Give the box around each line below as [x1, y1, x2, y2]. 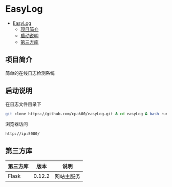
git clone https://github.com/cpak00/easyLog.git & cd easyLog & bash [5, 111, 159, 116]
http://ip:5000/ [5, 131, 40, 136]
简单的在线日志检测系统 [5, 70, 55, 76]
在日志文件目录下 [5, 101, 41, 107]
